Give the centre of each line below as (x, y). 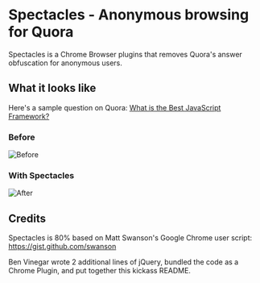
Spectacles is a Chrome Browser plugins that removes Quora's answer (126, 54)
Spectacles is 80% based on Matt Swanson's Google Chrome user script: (130, 238)
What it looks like (52, 88)
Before (22, 137)
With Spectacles (41, 175)
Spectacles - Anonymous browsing (129, 15)
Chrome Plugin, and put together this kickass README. (100, 271)
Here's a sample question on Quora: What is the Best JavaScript (115, 107)
